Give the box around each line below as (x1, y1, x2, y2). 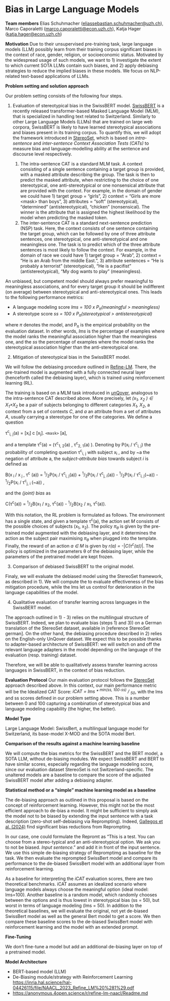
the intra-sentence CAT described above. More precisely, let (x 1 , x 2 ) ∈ (5, 395, 153, 403)
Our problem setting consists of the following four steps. (5, 93, 123, 99)
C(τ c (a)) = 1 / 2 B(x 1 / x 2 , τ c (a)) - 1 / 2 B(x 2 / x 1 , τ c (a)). (5, 500, 106, 508)
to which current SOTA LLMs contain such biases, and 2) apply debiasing (5, 62, 158, 68)
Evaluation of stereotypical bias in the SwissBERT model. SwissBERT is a (12, 102, 164, 108)
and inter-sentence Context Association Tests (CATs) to (33, 140, 149, 146)
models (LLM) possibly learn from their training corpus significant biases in (5, 46, 162, 52)
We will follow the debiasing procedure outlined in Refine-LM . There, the (5, 364, 156, 370)
